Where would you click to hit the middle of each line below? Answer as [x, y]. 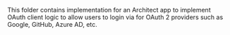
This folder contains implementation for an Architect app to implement [109, 10]
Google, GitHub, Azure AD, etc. [52, 24]
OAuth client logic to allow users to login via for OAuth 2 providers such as [115, 17]
